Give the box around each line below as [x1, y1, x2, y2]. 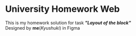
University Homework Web [5, 3, 120, 15]
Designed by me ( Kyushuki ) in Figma [5, 25, 80, 31]
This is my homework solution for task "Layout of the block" [5, 20, 131, 26]
